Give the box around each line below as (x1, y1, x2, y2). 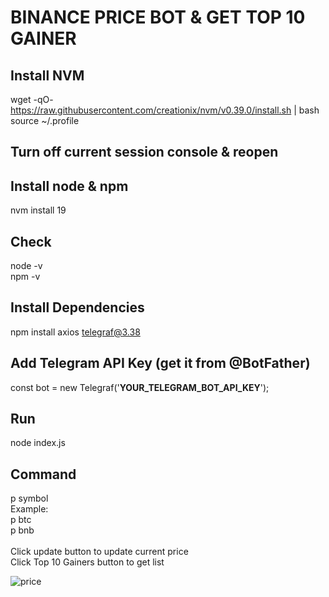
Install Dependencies (10, 299, 145, 316)
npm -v (10, 271, 41, 283)
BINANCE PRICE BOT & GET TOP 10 (10, 6, 306, 29)
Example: (10, 503, 49, 515)
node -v (10, 260, 43, 272)
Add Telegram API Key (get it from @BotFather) (10, 355, 311, 372)
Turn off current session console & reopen (10, 144, 279, 161)
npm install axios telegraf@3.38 (10, 326, 141, 338)
